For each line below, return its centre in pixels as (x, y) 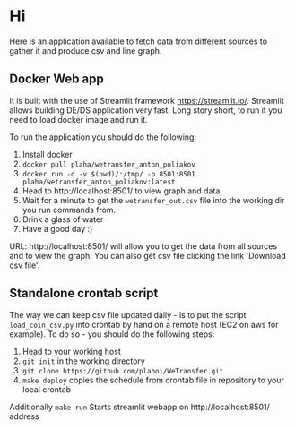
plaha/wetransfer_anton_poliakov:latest (99, 182)
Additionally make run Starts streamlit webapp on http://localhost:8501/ (140, 407)
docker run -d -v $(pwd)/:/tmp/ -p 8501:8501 (108, 174)
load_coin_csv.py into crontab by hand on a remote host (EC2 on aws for (144, 324)
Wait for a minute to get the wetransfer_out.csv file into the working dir (153, 200)
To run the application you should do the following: (103, 137)
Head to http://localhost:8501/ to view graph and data (121, 191)
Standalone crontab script (84, 293)
